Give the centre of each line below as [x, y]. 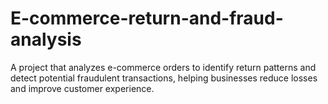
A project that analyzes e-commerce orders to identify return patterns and [163, 67]
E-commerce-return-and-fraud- [147, 18]
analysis [46, 39]
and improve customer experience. [82, 88]
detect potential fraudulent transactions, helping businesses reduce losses [164, 78]
